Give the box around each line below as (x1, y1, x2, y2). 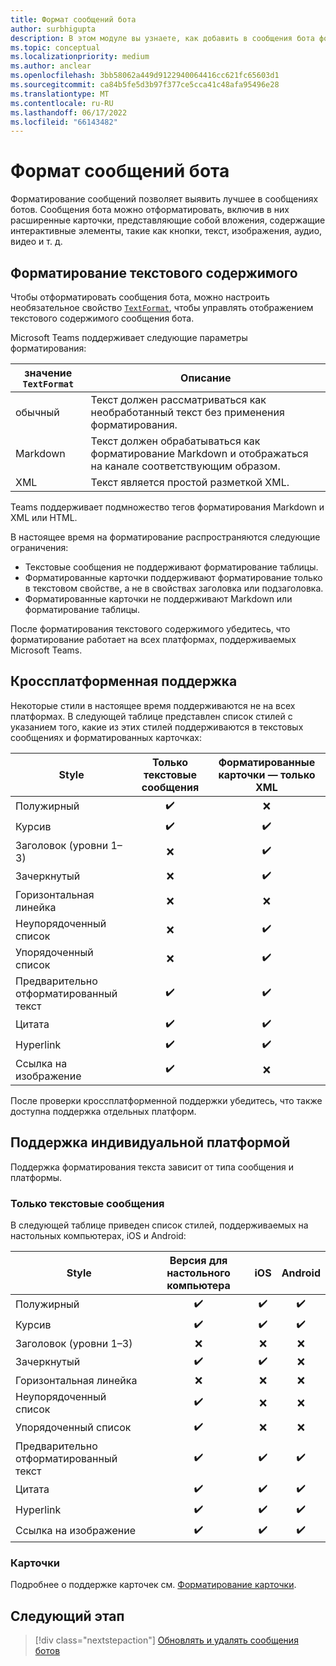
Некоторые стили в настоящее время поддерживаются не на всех (10, 699, 296, 711)
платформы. (10, 1171, 63, 1183)
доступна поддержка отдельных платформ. (10, 1105, 197, 1117)
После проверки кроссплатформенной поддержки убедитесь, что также (10, 1094, 323, 1106)
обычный (15, 406, 60, 419)
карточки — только (218, 767, 316, 781)
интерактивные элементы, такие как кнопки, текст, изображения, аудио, (10, 225, 323, 237)
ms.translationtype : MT (10, 89, 110, 99)
